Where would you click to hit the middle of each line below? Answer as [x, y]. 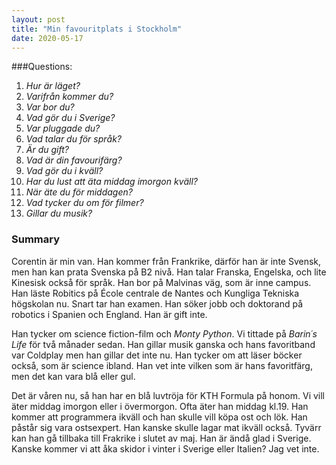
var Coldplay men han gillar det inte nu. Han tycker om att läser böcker [157, 355]
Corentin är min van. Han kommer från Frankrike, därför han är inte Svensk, [166, 261]
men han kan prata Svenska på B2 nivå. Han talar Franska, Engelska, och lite [169, 272]
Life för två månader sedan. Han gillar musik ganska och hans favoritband [163, 344]
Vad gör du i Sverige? [70, 118]
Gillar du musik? [59, 213]
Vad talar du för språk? [74, 139]
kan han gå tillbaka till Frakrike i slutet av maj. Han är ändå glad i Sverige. [161, 438]
